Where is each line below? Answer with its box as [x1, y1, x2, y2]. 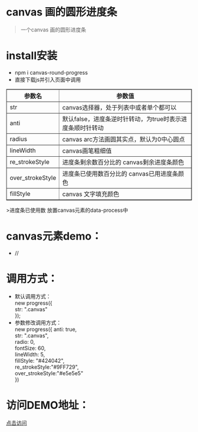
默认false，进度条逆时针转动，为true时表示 [62, 115, 181, 123]
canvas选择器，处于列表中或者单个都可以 [62, 103, 177, 111]
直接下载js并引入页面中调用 [14, 76, 81, 83]
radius [9, 134, 28, 143]
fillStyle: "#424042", [14, 357, 65, 364]
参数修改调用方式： [14, 319, 62, 326]
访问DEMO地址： [6, 398, 90, 412]
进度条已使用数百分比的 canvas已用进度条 [62, 169, 179, 178]
